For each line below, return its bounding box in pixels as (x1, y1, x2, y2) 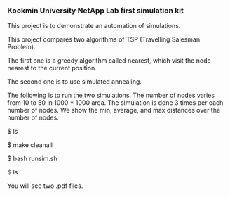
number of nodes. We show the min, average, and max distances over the (7, 106, 221, 115)
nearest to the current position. (7, 64, 97, 72)
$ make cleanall (7, 141, 53, 149)
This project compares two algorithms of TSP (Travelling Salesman (7, 35, 201, 44)
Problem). (7, 43, 36, 51)
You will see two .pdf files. (7, 182, 83, 190)
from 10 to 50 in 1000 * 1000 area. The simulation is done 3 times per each (7, 99, 224, 107)
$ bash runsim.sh (7, 154, 57, 163)
